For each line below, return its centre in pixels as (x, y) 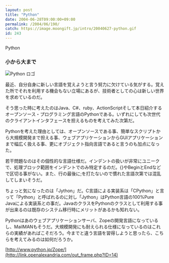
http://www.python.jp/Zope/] (37, 250)
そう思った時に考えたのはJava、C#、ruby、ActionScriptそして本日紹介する (84, 108)
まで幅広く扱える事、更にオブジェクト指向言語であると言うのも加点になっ (82, 144)
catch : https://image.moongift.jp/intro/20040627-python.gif (71, 29)
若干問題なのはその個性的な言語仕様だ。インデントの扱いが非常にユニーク (82, 161)
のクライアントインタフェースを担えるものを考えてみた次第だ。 (71, 121)
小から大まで (21, 62)
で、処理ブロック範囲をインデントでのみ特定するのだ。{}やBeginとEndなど (83, 167)
